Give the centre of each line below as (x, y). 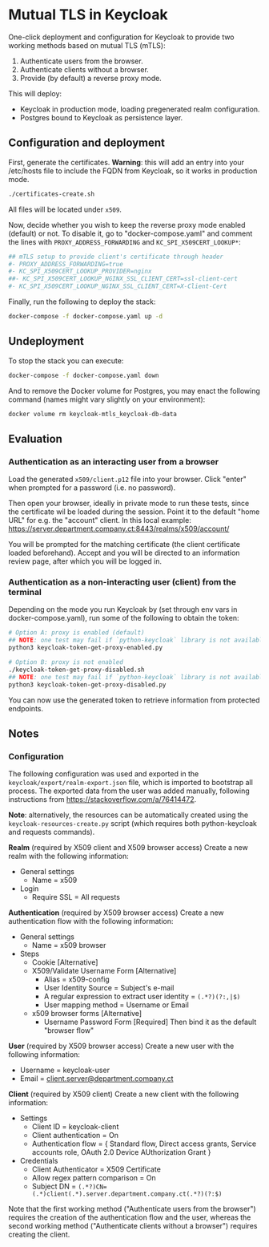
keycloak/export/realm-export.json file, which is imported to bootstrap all (131, 783)
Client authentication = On (75, 1136)
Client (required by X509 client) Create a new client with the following (124, 1094)
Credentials (39, 1161)
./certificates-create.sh (51, 194)
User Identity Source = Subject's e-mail (109, 988)
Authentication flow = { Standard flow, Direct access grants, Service (144, 1144)
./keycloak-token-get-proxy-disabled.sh (77, 670)
